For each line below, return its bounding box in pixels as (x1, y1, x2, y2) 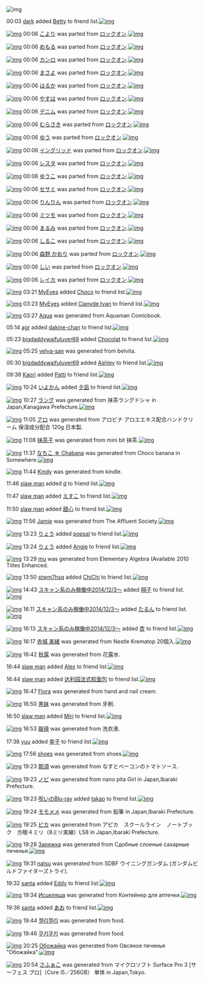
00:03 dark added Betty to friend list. (6, 18, 99, 24)
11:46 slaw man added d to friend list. (6, 480, 100, 487)
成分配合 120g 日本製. (29, 423, 83, 431)
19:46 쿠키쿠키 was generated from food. (23, 930, 125, 937)
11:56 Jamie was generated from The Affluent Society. (23, 518, 159, 525)
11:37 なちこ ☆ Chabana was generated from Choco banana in (23, 450, 181, 456)
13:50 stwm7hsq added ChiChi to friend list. (23, 573, 133, 581)
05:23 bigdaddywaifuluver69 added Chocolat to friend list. (6, 336, 153, 342)
